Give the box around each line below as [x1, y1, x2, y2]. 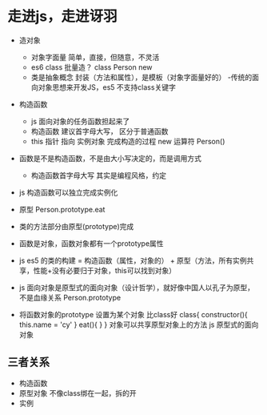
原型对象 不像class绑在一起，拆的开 [18, 388, 137, 397]
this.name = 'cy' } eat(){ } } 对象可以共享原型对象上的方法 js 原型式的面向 [18, 320, 259, 329]
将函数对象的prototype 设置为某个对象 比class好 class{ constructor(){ [18, 309, 249, 319]
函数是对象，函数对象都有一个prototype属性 [18, 238, 165, 248]
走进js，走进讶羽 [7, 7, 118, 26]
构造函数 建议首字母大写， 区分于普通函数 [30, 126, 169, 136]
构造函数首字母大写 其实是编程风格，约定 [30, 170, 167, 180]
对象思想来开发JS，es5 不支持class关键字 [38, 82, 177, 92]
